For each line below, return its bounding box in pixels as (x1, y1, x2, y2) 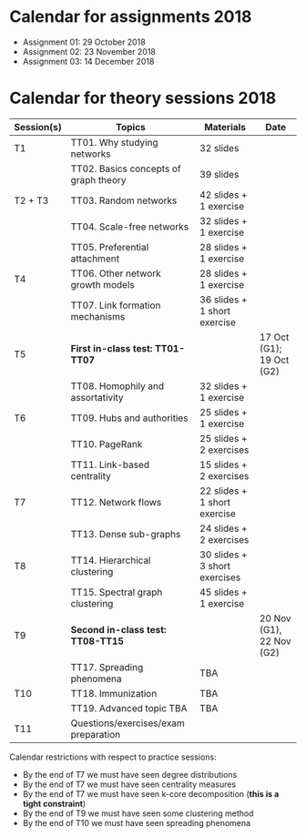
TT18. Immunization (70, 687, 158, 699)
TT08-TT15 (70, 635, 125, 648)
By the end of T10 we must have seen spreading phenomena (22, 817, 251, 828)
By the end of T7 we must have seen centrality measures (22, 779, 237, 790)
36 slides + (199, 293, 248, 306)
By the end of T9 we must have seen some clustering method (22, 808, 254, 819)
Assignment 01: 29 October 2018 (22, 36, 146, 47)
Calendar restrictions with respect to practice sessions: (9, 751, 217, 762)
